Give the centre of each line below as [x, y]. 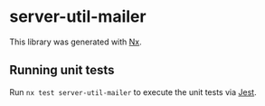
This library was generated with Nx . [76, 42]
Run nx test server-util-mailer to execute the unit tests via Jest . [133, 92]
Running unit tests [62, 70]
